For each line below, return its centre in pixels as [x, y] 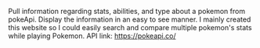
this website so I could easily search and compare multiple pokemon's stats [130, 27]
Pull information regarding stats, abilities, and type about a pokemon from [126, 11]
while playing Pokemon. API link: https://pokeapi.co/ [92, 36]
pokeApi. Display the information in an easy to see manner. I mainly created [130, 19]
